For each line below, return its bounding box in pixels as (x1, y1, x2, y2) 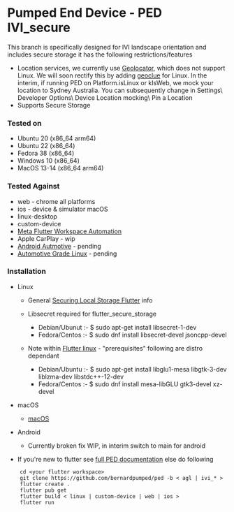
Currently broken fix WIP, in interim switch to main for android (27, 441, 206, 450)
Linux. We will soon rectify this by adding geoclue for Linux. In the (17, 71, 207, 80)
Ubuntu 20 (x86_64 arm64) (17, 134, 96, 142)
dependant (27, 351, 59, 360)
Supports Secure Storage (17, 101, 91, 109)
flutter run (20, 499, 54, 506)
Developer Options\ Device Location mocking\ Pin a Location (17, 93, 193, 102)
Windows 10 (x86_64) (17, 156, 80, 165)
